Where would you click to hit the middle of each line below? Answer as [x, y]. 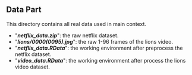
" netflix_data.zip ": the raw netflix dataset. [67, 35]
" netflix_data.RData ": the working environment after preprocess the [99, 48]
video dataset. [32, 67]
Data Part [24, 10]
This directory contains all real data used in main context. [76, 24]
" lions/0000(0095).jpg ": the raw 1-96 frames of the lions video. [94, 41]
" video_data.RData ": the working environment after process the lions [100, 60]
